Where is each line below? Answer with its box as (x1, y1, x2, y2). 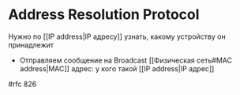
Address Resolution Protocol (8, 6, 200, 24)
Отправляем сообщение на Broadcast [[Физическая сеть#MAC (19, 55, 233, 65)
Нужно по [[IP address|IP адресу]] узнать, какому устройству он (8, 32, 227, 41)
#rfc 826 (8, 79, 37, 89)
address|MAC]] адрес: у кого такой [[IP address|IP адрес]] (19, 63, 215, 73)
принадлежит (8, 40, 54, 49)
